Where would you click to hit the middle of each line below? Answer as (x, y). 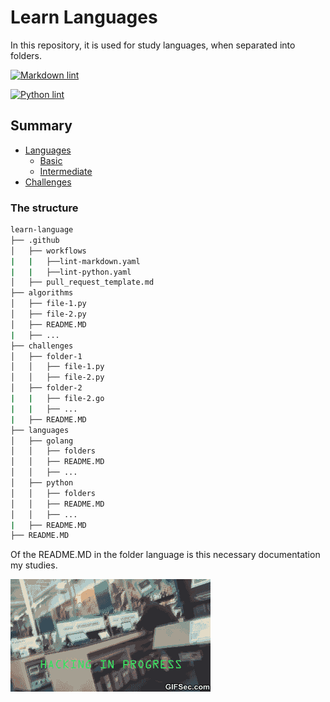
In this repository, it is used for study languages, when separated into (153, 45)
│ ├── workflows (48, 251)
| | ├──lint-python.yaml (71, 272)
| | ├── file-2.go (57, 399)
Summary (41, 126)
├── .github (35, 240)
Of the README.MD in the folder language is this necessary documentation (165, 555)
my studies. (34, 565)
